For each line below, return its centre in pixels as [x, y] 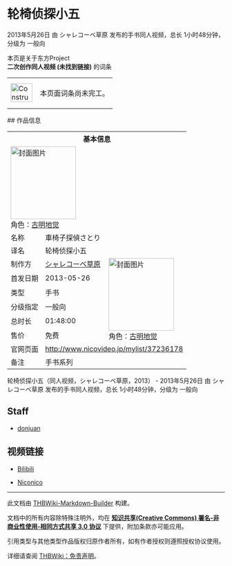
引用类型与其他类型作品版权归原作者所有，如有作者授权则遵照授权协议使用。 [116, 541]
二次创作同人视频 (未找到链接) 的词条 [59, 66]
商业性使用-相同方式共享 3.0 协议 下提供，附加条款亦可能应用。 [97, 526]
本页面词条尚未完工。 [75, 93]
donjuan [29, 428]
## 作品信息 [24, 120]
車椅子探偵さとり [73, 237]
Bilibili [26, 468]
